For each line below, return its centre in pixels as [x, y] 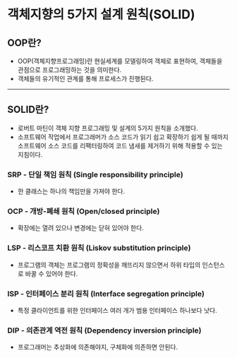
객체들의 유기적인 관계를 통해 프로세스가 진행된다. [85, 79]
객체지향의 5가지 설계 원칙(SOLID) [101, 14]
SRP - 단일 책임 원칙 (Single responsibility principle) [95, 174]
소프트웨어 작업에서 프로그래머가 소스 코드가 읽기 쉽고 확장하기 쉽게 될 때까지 [123, 137]
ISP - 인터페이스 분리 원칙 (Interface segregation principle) [106, 294]
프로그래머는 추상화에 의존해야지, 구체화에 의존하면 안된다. [98, 347]
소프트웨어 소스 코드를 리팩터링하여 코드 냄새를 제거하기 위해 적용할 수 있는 [120, 145]
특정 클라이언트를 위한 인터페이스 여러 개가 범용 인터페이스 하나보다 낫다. [117, 310]
